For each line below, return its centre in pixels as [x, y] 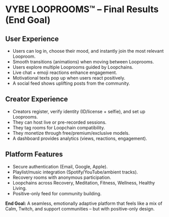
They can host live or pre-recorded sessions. [59, 122]
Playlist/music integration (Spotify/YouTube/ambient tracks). [75, 172]
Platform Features [34, 154]
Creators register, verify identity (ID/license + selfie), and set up [79, 111]
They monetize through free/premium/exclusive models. [71, 133]
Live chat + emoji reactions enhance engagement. [65, 73]
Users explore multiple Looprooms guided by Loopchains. [73, 67]
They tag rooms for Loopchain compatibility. [59, 127]
